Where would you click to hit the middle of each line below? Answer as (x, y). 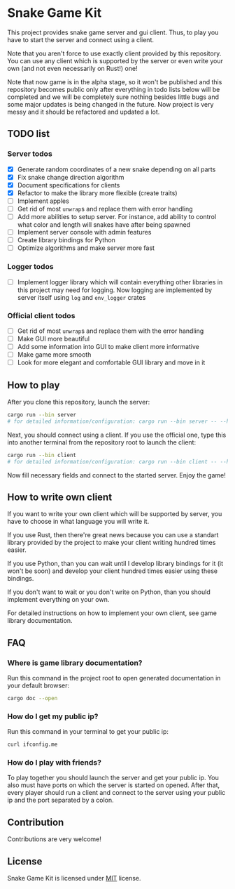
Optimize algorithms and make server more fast (86, 248)
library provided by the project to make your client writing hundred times (112, 543)
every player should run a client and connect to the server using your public (116, 793)
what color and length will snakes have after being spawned (104, 225)
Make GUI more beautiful (53, 338)
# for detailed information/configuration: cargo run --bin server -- (112, 421)
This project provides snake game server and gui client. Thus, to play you (113, 32)
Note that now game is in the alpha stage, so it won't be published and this (115, 81)
